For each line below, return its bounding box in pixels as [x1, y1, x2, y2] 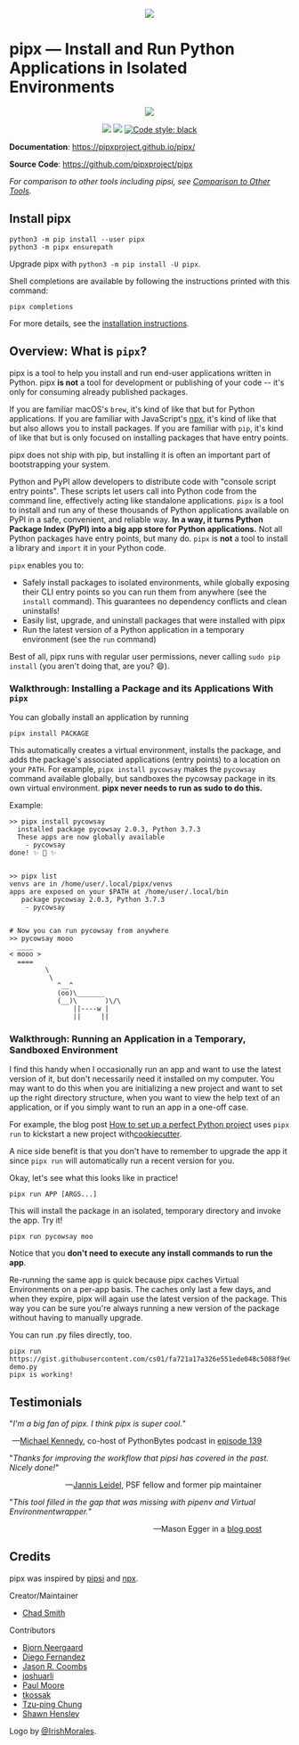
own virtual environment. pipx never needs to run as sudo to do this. [9, 782, 263, 793]
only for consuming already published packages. [9, 386, 189, 397]
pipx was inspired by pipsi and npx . [9, 1573, 139, 1584]
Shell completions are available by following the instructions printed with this [9, 275, 290, 286]
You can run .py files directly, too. [9, 1330, 133, 1340]
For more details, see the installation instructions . [9, 317, 190, 329]
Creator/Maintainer [9, 1590, 78, 1601]
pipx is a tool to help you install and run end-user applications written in [9, 367, 271, 378]
